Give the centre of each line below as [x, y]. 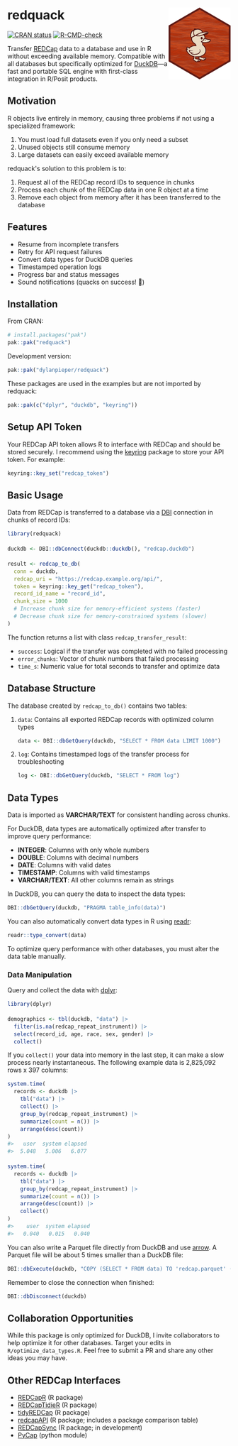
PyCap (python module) [52, 1435]
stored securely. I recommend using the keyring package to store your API [116, 451]
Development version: [39, 356]
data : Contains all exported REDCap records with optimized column [116, 719]
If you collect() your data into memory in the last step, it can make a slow [116, 1055]
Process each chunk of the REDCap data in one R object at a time [113, 190]
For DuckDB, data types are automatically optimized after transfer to [107, 829]
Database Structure [51, 689]
